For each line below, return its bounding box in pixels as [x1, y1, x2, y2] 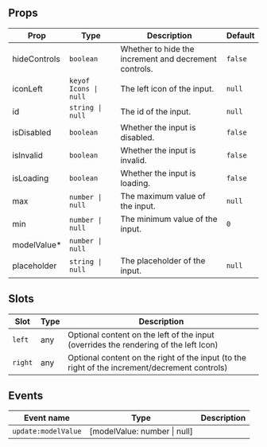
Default [226, 29, 255, 41]
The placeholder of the [120, 255, 206, 266]
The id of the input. [120, 106, 192, 117]
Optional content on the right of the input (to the [67, 352, 246, 363]
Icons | [68, 84, 99, 93]
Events [8, 389, 44, 402]
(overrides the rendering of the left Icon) [67, 339, 219, 350]
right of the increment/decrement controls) [67, 362, 228, 373]
